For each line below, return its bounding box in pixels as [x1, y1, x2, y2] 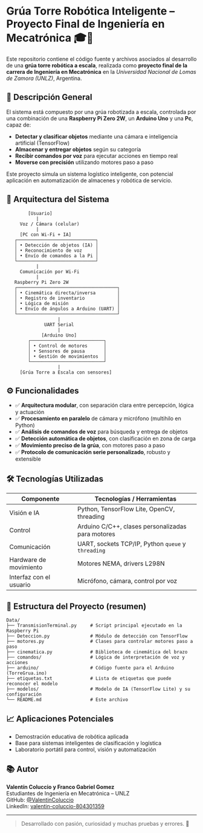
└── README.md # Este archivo [6, 697, 129, 703]
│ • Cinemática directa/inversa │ [14, 289, 120, 296]
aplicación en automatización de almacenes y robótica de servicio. [6, 177, 173, 184]
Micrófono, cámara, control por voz [77, 577, 178, 585]
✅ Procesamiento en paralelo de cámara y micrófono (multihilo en [14, 415, 181, 422]
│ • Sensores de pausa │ [28, 348, 107, 354]
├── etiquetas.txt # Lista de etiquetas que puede [6, 676, 172, 682]
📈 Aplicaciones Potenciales [6, 714, 114, 724]
